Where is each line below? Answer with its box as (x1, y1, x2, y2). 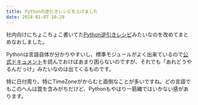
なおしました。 (11, 38, 48, 45)
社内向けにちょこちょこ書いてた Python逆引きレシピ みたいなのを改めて (6, 31, 178, 38)
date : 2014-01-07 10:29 (6, 14, 65, 20)
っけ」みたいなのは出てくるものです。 (21, 65, 114, 72)
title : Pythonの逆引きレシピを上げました (6, 8, 98, 15)
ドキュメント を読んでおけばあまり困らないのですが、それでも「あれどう (11, 58, 187, 65)
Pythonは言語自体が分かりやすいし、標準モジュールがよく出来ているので (6, 50, 183, 57)
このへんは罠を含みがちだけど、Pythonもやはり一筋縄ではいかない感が (11, 85, 184, 92)
